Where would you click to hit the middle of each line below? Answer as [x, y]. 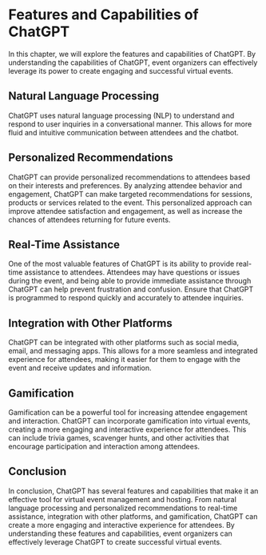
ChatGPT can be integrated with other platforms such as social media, [124, 343]
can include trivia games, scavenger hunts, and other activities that [119, 438]
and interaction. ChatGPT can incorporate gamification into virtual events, [129, 421]
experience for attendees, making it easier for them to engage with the [125, 360]
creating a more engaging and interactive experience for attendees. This [127, 429]
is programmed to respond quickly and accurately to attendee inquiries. [126, 298]
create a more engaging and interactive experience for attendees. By [122, 525]
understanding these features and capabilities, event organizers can [121, 533]
